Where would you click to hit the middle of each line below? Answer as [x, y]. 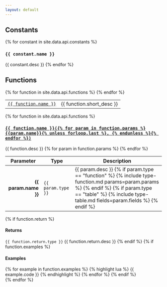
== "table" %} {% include [104, 194]
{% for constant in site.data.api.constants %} [51, 42]
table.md [85, 200]
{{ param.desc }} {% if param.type [114, 169]
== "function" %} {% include [108, 175]
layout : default [22, 10]
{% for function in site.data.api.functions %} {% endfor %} [65, 92]
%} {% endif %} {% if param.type [114, 188]
